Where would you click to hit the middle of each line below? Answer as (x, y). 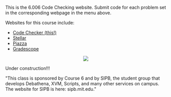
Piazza (20, 43)
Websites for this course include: (40, 23)
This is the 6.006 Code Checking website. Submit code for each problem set (86, 7)
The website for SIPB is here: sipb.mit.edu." (51, 89)
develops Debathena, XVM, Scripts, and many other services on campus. (82, 83)
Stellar (19, 38)
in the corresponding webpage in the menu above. (58, 13)
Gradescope (26, 49)
